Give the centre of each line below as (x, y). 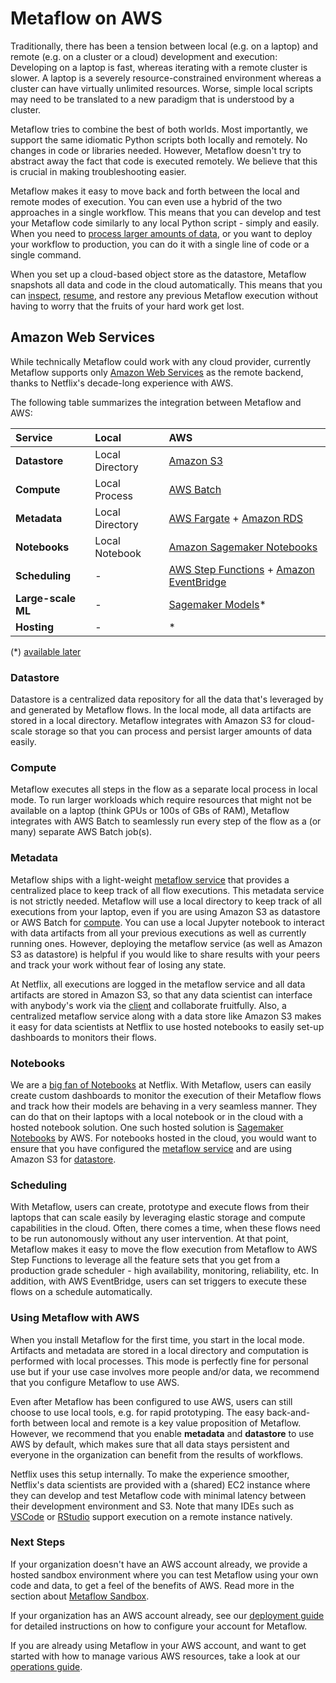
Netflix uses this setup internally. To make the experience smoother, (150, 1474)
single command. (46, 254)
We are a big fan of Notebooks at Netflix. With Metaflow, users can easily (161, 1084)
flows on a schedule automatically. (81, 1292)
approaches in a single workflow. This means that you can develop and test (166, 212)
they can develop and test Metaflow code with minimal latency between (158, 1495)
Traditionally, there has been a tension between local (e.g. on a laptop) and (164, 46)
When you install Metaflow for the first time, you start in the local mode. (158, 1339)
